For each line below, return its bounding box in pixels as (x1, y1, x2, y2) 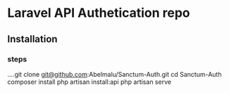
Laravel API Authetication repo (7, 5, 190, 21)
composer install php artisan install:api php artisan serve (7, 77, 171, 86)
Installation (7, 33, 58, 45)
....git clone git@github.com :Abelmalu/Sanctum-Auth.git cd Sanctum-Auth (7, 70, 222, 78)
